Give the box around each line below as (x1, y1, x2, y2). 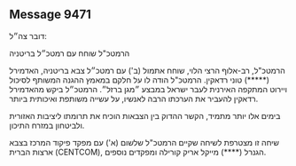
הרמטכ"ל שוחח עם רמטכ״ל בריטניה (9, 48, 130, 59)
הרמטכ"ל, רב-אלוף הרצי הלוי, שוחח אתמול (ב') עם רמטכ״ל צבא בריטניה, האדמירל (9, 65, 285, 75)
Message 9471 (9, 7, 91, 22)
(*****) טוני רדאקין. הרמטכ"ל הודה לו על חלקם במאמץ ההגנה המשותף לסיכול (9, 75, 270, 85)
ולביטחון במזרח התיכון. (9, 120, 85, 130)
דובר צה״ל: (9, 30, 47, 41)
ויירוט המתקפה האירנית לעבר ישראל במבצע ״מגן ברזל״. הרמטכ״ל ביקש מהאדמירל (9, 83, 288, 94)
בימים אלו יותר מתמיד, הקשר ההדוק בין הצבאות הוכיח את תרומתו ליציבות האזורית (9, 110, 281, 121)
